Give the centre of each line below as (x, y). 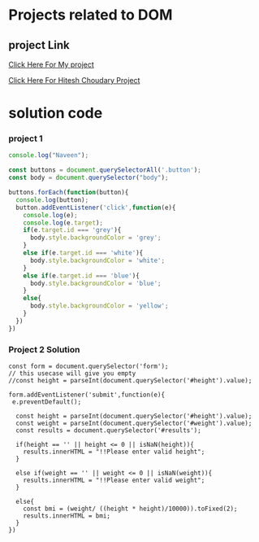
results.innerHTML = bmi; (67, 516)
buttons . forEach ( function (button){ (69, 193)
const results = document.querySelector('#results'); (108, 431)
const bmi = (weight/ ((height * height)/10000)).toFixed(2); (130, 509)
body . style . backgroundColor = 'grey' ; (95, 238)
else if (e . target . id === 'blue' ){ (81, 275)
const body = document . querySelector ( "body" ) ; (88, 178)
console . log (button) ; (52, 200)
